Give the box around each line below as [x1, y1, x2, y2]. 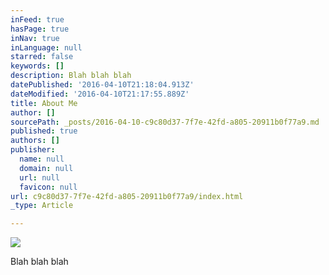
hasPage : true [10, 24, 70, 34]
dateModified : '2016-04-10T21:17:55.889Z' [10, 89, 190, 99]
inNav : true [10, 33, 60, 43]
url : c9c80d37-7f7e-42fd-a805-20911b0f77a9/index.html [10, 191, 244, 201]
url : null [19, 172, 60, 183]
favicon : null [19, 182, 78, 192]
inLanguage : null [10, 42, 83, 53]
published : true [10, 126, 78, 136]
